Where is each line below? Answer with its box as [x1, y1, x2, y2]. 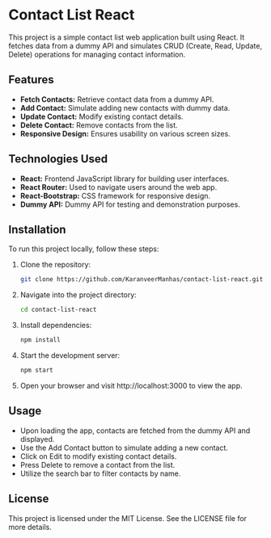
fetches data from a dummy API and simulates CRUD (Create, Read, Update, [8, 40, 263, 50]
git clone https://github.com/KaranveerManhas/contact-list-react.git [19, 275, 264, 284]
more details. [8, 522, 53, 532]
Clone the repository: [19, 260, 91, 270]
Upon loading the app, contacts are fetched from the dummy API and [19, 426, 251, 435]
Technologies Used [8, 152, 108, 166]
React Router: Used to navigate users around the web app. [19, 182, 218, 191]
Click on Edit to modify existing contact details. [19, 451, 177, 461]
